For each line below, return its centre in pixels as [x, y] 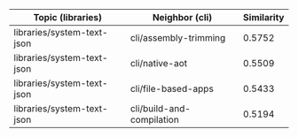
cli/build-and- [160, 108]
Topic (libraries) [68, 17]
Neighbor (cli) [182, 17]
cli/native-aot [159, 63]
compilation [154, 120]
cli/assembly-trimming [178, 38]
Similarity [263, 17]
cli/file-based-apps [172, 89]
